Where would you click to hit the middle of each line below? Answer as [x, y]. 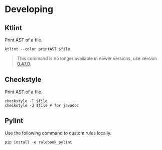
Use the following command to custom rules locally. [58, 133]
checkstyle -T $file [26, 101]
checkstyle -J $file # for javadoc [42, 105]
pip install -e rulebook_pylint [38, 142]
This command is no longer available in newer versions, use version [87, 58]
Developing [29, 9]
